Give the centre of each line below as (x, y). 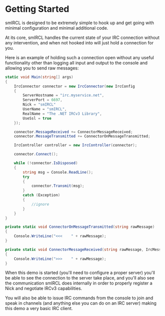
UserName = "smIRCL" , (45, 109)
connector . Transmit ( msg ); (58, 186)
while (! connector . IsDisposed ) (46, 163)
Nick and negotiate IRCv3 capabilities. (44, 288)
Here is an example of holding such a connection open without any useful (80, 57)
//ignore (40, 204)
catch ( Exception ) (41, 195)
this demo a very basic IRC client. (39, 309)
